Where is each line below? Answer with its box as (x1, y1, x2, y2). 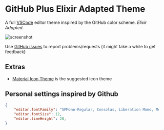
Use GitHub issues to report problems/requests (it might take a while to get (5, 43, 156, 49)
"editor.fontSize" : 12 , (14, 112, 62, 117)
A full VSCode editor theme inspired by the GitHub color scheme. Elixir (5, 19, 147, 25)
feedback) (5, 49, 26, 55)
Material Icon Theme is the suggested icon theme (12, 75, 112, 81)
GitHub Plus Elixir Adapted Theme (5, 3, 145, 15)
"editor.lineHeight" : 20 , (14, 116, 67, 121)
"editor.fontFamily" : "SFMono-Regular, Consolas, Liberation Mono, (14, 107, 154, 112)
